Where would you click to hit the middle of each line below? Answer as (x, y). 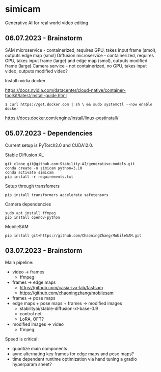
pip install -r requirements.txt (39, 177)
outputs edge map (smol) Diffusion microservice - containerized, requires (80, 55)
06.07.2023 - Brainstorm (44, 38)
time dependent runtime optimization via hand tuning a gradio (75, 359)
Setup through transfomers (32, 186)
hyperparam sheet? (32, 364)
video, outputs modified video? (36, 71)
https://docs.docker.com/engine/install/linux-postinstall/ (62, 118)
